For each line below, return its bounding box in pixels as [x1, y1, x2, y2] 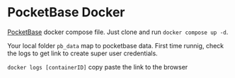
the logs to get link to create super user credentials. [7, 49, 158, 57]
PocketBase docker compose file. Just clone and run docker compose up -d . [7, 28, 229, 36]
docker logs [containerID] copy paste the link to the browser [7, 62, 188, 71]
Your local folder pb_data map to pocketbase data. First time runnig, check [7, 41, 224, 50]
